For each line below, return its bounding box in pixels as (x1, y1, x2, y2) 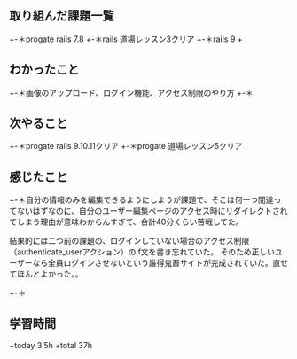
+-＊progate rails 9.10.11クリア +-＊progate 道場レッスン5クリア (9, 141, 243, 152)
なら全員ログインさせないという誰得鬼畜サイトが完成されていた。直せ (32, 258, 289, 269)
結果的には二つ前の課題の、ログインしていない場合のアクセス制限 (9, 236, 250, 246)
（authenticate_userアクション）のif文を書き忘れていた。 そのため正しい (9, 246, 275, 257)
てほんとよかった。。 (9, 269, 83, 279)
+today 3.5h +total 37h (9, 340, 93, 351)
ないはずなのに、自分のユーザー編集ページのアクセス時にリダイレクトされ (16, 206, 288, 216)
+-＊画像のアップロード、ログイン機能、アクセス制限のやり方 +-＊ (9, 87, 254, 98)
